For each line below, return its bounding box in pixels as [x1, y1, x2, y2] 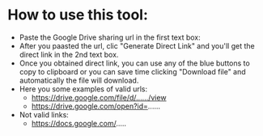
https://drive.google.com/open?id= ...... [31, 101, 161, 111]
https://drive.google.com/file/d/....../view [31, 92, 167, 102]
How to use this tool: [7, 6, 149, 24]
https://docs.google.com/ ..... [31, 118, 127, 128]
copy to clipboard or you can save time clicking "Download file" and [19, 66, 246, 76]
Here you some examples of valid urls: [19, 83, 147, 94]
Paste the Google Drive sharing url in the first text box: [19, 32, 201, 42]
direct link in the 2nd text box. [19, 49, 119, 59]
